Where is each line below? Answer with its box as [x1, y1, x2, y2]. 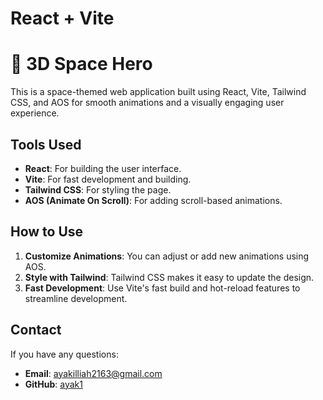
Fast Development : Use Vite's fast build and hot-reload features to [24, 282, 301, 294]
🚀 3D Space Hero [10, 53, 153, 76]
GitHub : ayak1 [24, 378, 83, 390]
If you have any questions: [10, 348, 119, 360]
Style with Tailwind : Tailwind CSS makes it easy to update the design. [24, 271, 315, 283]
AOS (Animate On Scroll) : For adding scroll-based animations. [24, 194, 283, 206]
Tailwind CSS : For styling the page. [24, 183, 172, 196]
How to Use [10, 223, 84, 241]
